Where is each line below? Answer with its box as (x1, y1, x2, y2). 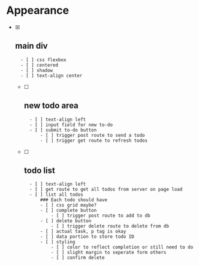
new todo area (23, 100, 79, 111)
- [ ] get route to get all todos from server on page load (29, 187, 183, 193)
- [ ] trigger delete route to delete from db (50, 223, 170, 229)
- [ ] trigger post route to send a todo (40, 132, 145, 138)
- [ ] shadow (20, 67, 53, 73)
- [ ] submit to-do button (29, 127, 97, 133)
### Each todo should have (40, 197, 108, 203)
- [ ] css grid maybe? (40, 202, 97, 208)
